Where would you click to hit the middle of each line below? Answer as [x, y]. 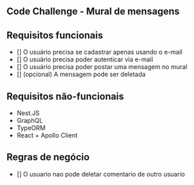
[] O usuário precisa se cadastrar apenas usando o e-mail [99, 52]
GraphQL [30, 121]
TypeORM [31, 128]
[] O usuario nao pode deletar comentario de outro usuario [101, 174]
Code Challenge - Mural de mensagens [93, 12]
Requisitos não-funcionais [65, 96]
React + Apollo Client [47, 135]
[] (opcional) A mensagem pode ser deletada [81, 74]
